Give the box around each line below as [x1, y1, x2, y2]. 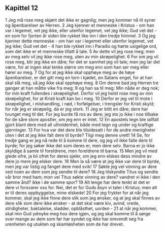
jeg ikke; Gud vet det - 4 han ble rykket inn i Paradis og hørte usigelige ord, [5, 43, 158, 49]
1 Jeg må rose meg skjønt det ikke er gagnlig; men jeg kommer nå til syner [5, 17, 156, 23]
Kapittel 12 [5, 4, 38, 12]
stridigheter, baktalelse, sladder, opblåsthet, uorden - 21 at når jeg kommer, [5, 205, 158, 211]
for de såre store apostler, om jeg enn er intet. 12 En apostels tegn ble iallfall [5, 116, 159, 122]
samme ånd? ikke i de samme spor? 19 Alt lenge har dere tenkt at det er [5, 179, 150, 185]
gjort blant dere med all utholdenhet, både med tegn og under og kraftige [5, 122, 154, 128]
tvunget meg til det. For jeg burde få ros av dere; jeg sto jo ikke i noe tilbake [5, 111, 159, 117]
